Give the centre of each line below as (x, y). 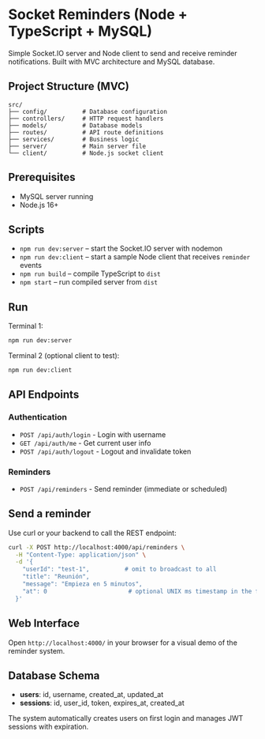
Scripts (26, 230)
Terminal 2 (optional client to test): (64, 356)
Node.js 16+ (39, 205)
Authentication (37, 417)
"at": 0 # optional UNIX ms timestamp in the (137, 591)
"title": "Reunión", (56, 577)
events (30, 266)
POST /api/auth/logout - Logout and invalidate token (105, 451)
